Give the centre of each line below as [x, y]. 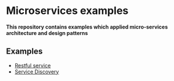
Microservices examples [67, 11]
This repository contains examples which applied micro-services [87, 27]
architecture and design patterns [47, 33]
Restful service [33, 65]
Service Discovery [37, 72]
